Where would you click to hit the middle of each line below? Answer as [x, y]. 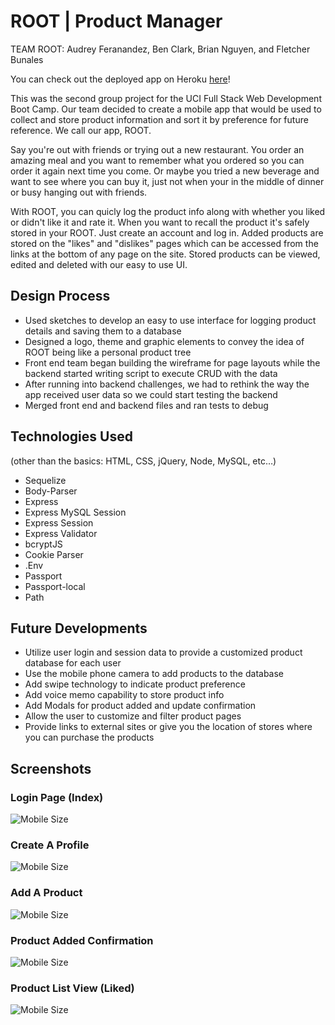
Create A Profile [50, 845]
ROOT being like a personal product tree [108, 352]
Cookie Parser [54, 554]
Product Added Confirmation [82, 940]
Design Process [60, 296]
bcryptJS [43, 544]
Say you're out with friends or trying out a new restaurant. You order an [157, 149]
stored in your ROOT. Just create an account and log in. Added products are [167, 232]
